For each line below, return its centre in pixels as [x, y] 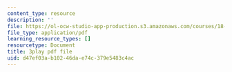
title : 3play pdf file [40, 52]
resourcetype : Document [41, 45]
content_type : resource [41, 13]
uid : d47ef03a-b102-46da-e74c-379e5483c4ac [71, 58]
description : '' [30, 20]
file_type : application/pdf [48, 33]
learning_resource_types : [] [49, 39]
